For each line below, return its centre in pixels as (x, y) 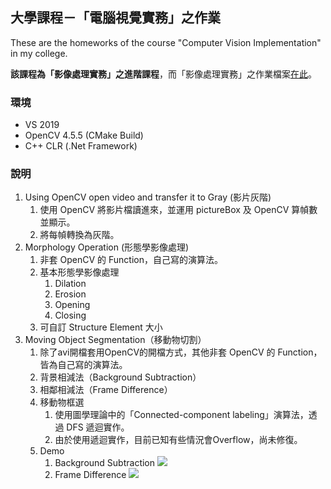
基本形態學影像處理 (79, 272)
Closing (70, 315)
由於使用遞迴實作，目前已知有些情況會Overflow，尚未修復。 (178, 440)
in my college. (39, 53)
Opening (72, 305)
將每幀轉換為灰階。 (79, 235)
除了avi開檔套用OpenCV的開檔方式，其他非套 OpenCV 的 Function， (181, 352)
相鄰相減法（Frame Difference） (106, 390)
